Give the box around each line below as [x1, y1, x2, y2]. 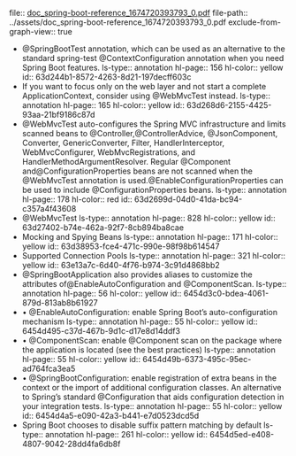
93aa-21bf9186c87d [21, 110, 95, 120]
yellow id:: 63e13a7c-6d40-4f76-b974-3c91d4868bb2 [21, 260, 221, 270]
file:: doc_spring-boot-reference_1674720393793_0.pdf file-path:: [9, 8, 248, 18]
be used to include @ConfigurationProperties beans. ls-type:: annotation [21, 185, 287, 195]
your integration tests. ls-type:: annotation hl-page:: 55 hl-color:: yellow [21, 401, 283, 411]
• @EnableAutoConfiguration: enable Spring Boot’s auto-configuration [21, 307, 278, 317]
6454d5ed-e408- [209, 429, 275, 439]
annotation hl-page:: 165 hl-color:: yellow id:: [21, 100, 186, 110]
